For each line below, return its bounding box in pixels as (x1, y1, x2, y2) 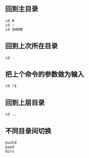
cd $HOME (5, 27, 23, 32)
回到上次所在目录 (5, 42, 58, 50)
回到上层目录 (5, 98, 45, 107)
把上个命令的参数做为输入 (5, 70, 84, 79)
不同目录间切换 (5, 127, 51, 135)
